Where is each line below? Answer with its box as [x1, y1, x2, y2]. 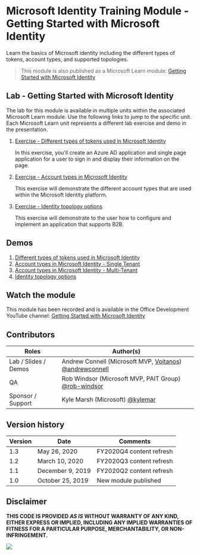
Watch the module [6, 290, 76, 300]
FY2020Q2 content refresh [96, 467, 173, 475]
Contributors [6, 330, 55, 340]
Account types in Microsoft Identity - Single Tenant [14, 260, 140, 267]
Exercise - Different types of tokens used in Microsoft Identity [14, 137, 167, 145]
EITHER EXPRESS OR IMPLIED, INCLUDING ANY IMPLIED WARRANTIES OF [6, 518, 193, 526]
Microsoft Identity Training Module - [6, 4, 189, 18]
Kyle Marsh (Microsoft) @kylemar [61, 395, 156, 404]
